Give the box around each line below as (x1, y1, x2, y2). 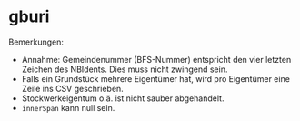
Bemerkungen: (8, 36, 65, 47)
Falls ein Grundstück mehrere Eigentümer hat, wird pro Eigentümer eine (21, 73, 290, 84)
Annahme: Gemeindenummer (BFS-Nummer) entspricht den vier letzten (21, 54, 292, 65)
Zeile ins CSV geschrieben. (21, 83, 124, 94)
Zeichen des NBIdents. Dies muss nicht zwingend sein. (21, 64, 228, 75)
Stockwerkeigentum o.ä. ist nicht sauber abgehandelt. (21, 93, 225, 104)
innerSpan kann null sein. (21, 102, 115, 113)
